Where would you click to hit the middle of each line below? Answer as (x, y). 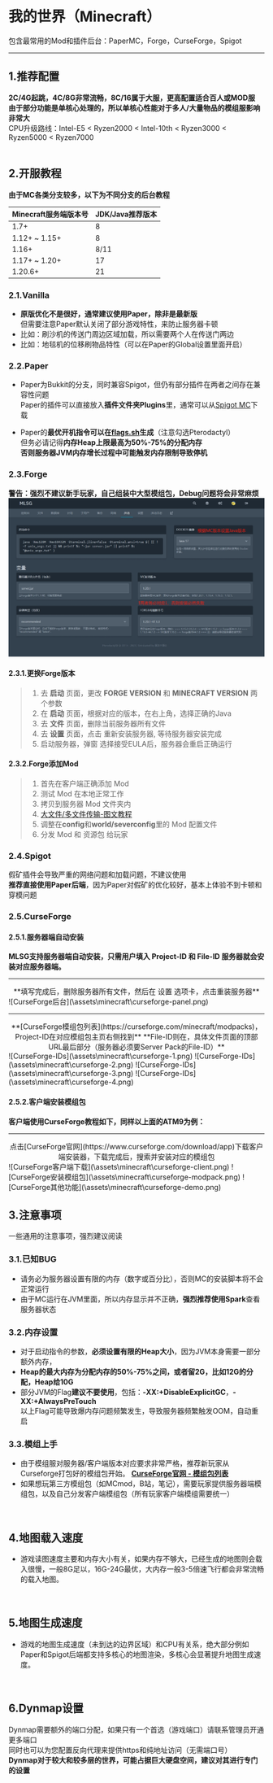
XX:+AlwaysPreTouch (58, 1401)
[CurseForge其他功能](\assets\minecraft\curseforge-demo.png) (115, 1187)
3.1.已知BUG (32, 1259)
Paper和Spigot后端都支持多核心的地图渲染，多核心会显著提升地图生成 (137, 1654)
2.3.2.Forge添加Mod (43, 764)
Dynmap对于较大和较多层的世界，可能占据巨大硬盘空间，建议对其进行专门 (133, 1760)
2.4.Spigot (30, 856)
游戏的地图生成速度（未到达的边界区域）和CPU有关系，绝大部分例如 (134, 1644)
